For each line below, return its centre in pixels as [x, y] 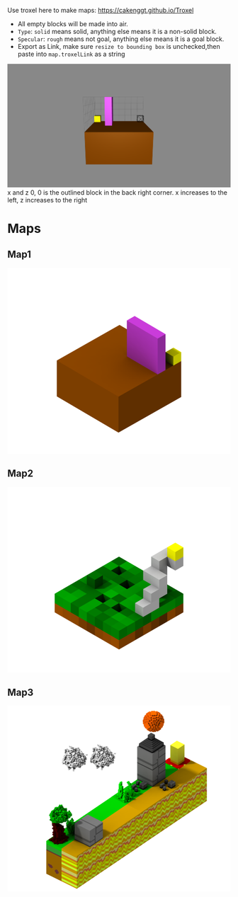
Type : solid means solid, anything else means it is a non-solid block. [117, 32]
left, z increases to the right [47, 200]
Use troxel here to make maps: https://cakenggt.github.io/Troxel [101, 10]
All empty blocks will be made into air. [73, 24]
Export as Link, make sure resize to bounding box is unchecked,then [119, 46]
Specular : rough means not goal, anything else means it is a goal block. [121, 39]
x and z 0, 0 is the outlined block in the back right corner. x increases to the [118, 192]
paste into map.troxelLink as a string [71, 54]
